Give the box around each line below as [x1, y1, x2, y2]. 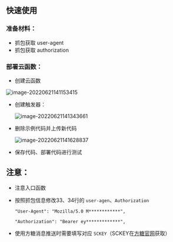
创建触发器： [14, 100, 46, 107]
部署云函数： [6, 62, 43, 70]
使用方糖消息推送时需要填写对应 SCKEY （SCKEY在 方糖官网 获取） [14, 230, 171, 237]
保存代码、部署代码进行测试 [14, 149, 82, 156]
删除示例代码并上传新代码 [14, 125, 77, 132]
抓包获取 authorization [14, 46, 69, 53]
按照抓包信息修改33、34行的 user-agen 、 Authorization [14, 196, 149, 204]
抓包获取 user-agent [14, 39, 64, 46]
